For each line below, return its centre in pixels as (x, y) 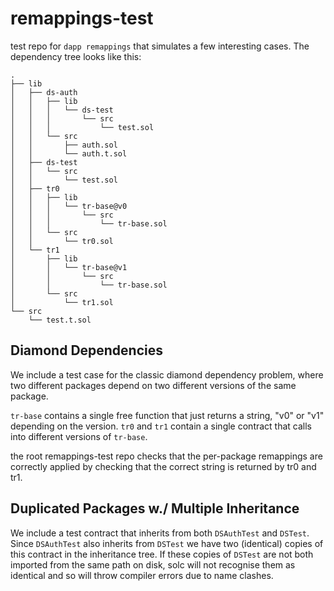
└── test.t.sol (60, 320)
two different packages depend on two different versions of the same (153, 385)
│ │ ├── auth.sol (64, 145)
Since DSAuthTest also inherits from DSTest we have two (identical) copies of (167, 543)
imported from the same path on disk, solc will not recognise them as (153, 564)
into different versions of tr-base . (79, 436)
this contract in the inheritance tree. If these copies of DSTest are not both (162, 554)
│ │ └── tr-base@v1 (69, 267)
